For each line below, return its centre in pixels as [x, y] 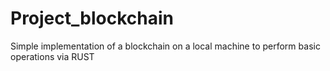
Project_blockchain [92, 18]
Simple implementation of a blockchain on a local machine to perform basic [165, 46]
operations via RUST [52, 56]
